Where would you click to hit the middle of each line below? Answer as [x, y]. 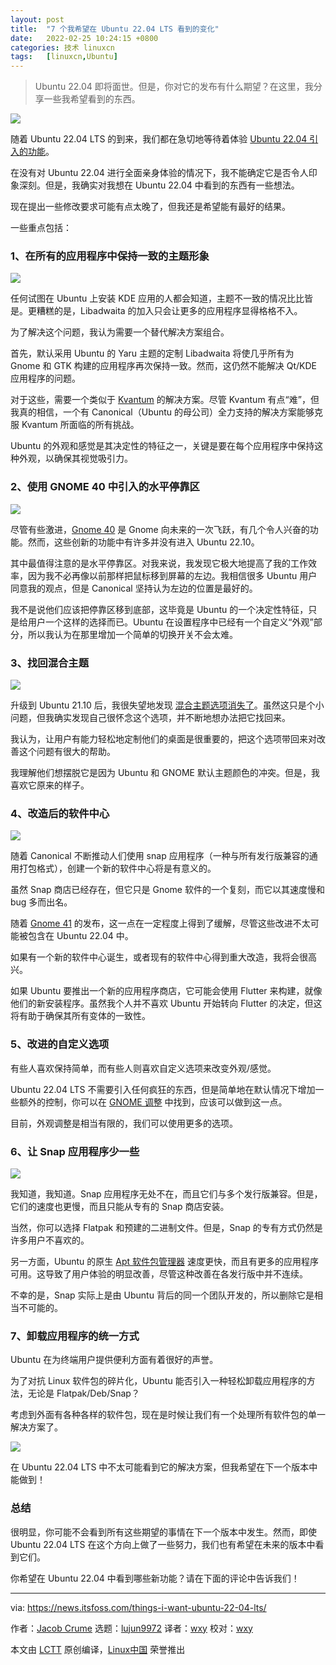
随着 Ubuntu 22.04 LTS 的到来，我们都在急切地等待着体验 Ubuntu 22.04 [159, 139]
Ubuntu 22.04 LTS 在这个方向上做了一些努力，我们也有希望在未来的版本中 [163, 1544]
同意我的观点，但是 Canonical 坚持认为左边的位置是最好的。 [134, 588]
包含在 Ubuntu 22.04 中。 [80, 936]
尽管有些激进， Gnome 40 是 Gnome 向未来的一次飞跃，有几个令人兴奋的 [160, 529]
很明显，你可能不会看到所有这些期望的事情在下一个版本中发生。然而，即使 [163, 1532]
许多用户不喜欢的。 [50, 1240]
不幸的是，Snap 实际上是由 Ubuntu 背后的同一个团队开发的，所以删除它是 [162, 1295]
